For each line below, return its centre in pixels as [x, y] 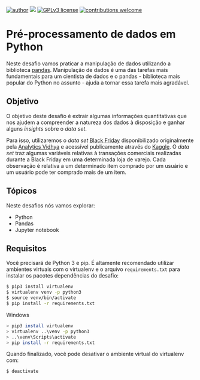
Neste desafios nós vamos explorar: [51, 205]
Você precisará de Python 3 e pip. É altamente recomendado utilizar [90, 263]
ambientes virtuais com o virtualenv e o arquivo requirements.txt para [93, 269]
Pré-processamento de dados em [91, 34]
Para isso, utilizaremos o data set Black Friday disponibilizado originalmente [100, 140]
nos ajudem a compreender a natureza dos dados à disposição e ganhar [96, 122]
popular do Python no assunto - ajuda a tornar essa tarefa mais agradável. [98, 82]
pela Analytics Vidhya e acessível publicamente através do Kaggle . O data [98, 146]
